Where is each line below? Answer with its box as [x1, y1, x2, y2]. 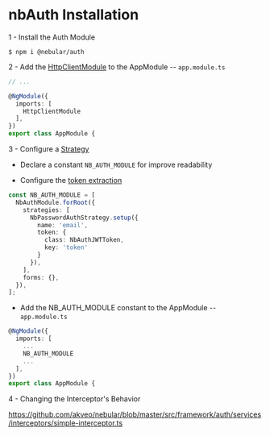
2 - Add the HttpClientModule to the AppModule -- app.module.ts [8, 62, 226, 72]
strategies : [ [23, 206, 70, 214]
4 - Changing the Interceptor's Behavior [8, 394, 141, 404]
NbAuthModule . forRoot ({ [15, 198, 95, 206]
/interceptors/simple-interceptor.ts [8, 418, 123, 428]
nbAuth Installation [8, 6, 139, 24]
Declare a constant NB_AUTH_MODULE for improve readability [19, 160, 213, 170]
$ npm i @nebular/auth [8, 48, 85, 56]
